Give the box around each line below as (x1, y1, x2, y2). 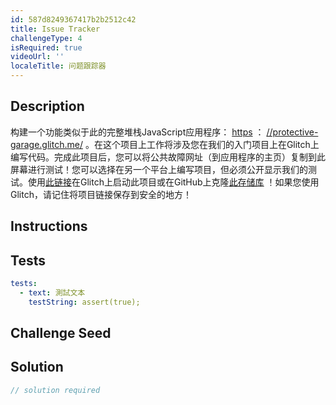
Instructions (10, 218, 88, 235)
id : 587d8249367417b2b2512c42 (10, 14, 137, 25)
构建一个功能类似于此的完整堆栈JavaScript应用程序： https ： (10, 126, 265, 138)
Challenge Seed (10, 325, 112, 342)
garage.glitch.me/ (10, 138, 83, 150)
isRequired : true (10, 42, 83, 53)
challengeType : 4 (10, 33, 83, 43)
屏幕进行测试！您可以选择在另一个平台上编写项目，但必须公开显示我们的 (10, 163, 308, 175)
